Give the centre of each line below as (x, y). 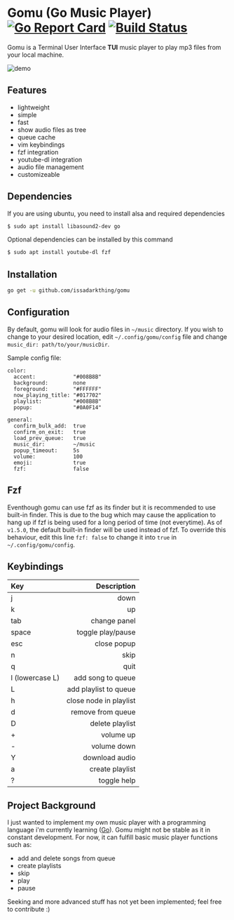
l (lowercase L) (35, 678)
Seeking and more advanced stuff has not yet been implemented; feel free (115, 902)
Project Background (51, 805)
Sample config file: (34, 358)
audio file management (50, 167)
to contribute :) (29, 909)
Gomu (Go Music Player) (80, 13)
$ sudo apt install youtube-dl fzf (59, 253)
